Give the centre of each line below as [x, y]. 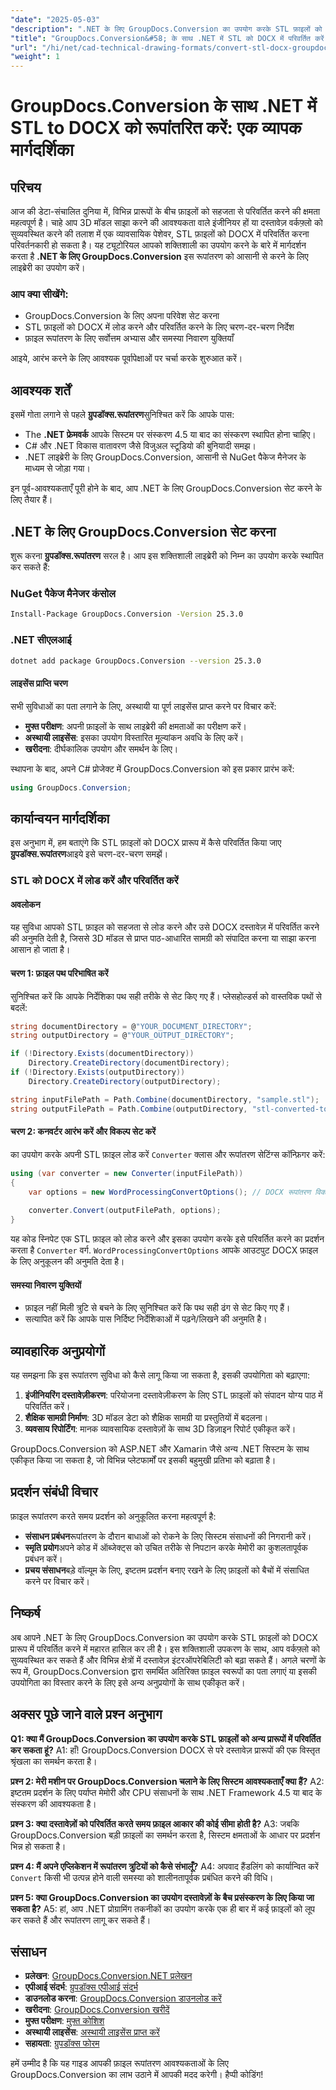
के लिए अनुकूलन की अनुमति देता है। [67, 1262]
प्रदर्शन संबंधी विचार [54, 1492]
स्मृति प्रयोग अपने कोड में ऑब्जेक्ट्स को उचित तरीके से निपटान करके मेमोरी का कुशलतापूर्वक [166, 1547]
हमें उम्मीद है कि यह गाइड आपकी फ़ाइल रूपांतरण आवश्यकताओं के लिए [119, 2063]
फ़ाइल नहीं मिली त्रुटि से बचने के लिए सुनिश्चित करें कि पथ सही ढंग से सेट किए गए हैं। [157, 1308]
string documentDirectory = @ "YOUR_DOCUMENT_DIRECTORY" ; [131, 1026]
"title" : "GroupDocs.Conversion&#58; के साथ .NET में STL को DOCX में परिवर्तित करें [167, 38]
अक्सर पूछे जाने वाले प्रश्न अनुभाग [86, 1714]
